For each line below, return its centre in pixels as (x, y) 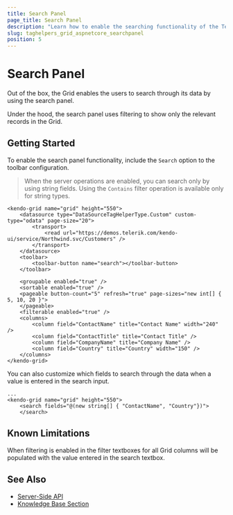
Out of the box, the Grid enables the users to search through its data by (109, 93)
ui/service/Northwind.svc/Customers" (62, 239)
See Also (27, 480)
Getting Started (41, 143)
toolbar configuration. (38, 167)
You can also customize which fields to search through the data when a (109, 374)
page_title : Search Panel (44, 20)
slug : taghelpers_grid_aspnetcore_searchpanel (76, 33)
